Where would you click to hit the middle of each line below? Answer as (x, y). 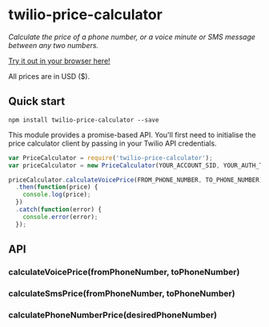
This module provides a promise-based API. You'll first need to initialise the (132, 134)
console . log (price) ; (57, 195)
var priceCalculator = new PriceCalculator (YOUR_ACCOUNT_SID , (114, 165)
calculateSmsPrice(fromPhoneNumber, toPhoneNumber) (122, 293)
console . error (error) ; (60, 217)
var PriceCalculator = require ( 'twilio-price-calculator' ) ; (111, 158)
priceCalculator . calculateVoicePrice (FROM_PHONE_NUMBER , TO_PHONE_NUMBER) (136, 180)
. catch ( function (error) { (59, 209)
